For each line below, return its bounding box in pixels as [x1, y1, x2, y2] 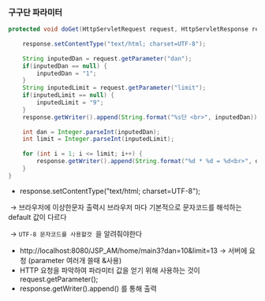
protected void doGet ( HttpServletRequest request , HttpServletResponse [8, 25, 248, 33]
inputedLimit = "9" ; [36, 98, 104, 107]
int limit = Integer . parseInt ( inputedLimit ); [22, 136, 175, 143]
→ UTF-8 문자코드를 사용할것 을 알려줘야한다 [9, 229, 143, 238]
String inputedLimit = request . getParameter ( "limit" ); [22, 84, 207, 92]
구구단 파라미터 [8, 6, 63, 17]
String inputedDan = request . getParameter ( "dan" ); [22, 54, 192, 62]
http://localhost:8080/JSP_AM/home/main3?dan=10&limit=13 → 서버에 [19, 246, 248, 255]
